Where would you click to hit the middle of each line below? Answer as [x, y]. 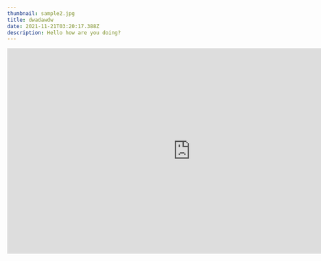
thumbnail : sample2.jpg [41, 13]
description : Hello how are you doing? [64, 33]
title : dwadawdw [30, 20]
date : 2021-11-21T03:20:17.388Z [53, 26]
